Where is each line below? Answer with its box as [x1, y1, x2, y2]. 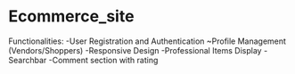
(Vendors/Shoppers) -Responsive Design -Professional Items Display [8, 45, 262, 55]
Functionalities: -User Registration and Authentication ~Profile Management [8, 36, 287, 46]
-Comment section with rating [48, 54, 159, 65]
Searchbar [8, 54, 47, 65]
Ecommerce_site [8, 6, 135, 27]
